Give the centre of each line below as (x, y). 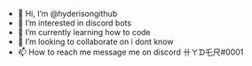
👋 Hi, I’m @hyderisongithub (67, 14)
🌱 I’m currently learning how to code (84, 32)
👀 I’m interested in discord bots (74, 23)
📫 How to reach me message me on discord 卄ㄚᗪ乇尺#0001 (130, 52)
